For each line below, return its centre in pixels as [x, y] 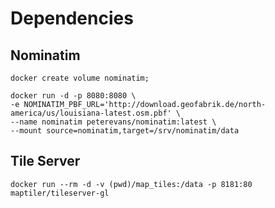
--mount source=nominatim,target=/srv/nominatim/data [125, 131]
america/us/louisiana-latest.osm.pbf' [91, 113]
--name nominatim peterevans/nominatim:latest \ [113, 122]
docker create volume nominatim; [80, 78]
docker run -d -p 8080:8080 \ [73, 96]
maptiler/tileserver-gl [60, 193]
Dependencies [72, 18]
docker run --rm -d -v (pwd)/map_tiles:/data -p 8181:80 [131, 184]
